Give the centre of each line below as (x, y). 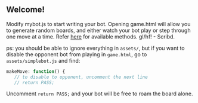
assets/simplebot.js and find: (43, 60)
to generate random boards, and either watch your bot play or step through (98, 30)
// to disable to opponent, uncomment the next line (81, 77)
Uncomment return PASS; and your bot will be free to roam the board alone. (100, 94)
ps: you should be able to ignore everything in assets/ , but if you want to (95, 48)
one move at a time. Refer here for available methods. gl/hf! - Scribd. (90, 36)
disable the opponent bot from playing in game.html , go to (77, 54)
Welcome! (25, 10)
